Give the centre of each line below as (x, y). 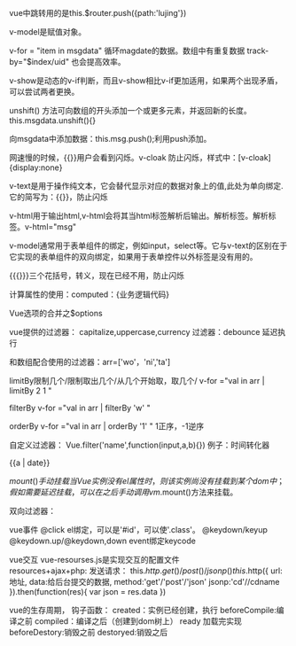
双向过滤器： (32, 511)
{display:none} (36, 167)
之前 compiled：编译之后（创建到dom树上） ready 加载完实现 (129, 621)
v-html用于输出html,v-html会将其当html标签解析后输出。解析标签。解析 (139, 216)
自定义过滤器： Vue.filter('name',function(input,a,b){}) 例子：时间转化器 (140, 445)
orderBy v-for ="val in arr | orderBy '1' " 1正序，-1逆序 (107, 426)
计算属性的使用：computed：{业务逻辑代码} (90, 294)
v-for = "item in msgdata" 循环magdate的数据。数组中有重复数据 (127, 51)
